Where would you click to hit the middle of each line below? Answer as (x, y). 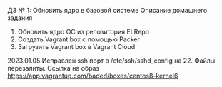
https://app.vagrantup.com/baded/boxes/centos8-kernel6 (93, 76)
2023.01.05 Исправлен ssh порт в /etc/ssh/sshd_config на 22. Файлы (111, 61)
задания (20, 18)
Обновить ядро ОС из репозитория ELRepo (84, 32)
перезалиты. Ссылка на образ (54, 68)
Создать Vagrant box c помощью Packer (79, 39)
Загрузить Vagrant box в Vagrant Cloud (76, 47)
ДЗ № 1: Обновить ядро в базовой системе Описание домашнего (107, 10)
